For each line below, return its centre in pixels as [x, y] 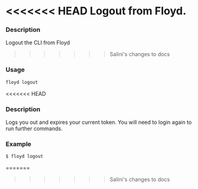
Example [19, 144]
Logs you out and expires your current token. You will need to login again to [99, 122]
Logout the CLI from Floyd [38, 42]
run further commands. [34, 128]
